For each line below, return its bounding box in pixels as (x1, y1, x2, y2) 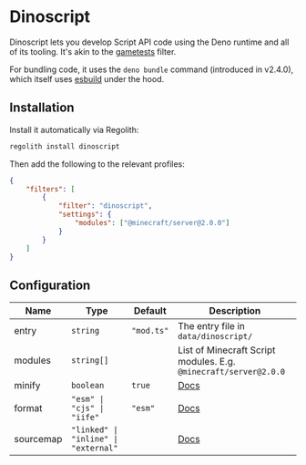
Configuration (9, 277, 91, 293)
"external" (71, 443, 118, 453)
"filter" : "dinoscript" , (57, 201, 153, 211)
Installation (9, 100, 75, 116)
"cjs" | (71, 403, 105, 414)
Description (209, 305, 261, 317)
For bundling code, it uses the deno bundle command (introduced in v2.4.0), (9, 64, 294, 75)
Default (133, 305, 167, 317)
